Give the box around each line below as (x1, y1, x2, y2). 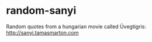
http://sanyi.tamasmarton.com (6, 29, 79, 36)
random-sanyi (6, 4, 77, 17)
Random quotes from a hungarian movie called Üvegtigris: (6, 23, 146, 30)
